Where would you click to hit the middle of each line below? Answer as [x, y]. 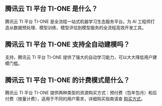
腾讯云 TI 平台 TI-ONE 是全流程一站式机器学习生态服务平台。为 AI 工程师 [78, 21]
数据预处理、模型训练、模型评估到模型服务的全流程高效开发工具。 [80, 27]
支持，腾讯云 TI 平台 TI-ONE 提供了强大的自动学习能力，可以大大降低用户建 [81, 57]
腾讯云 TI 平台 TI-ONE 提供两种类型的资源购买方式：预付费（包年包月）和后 [81, 93]
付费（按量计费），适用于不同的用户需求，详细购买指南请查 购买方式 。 [75, 99]
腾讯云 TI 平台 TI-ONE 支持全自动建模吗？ [68, 45]
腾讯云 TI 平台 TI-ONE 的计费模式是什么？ [68, 80]
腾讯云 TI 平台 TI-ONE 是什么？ [51, 9]
